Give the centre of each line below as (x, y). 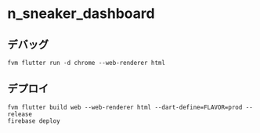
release (20, 114)
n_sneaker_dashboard (81, 14)
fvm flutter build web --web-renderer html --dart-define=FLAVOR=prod (125, 107)
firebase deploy (34, 121)
